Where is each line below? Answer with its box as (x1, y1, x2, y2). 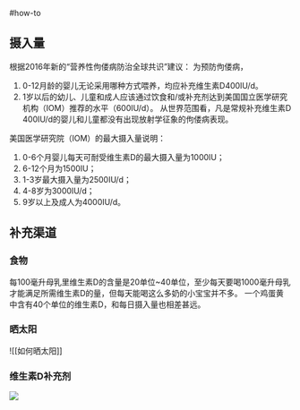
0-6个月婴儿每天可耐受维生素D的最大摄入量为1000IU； (21, 151, 226, 162)
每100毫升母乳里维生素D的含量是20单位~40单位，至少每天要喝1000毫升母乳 (9, 277, 291, 287)
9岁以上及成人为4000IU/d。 (21, 196, 126, 207)
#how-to (9, 8, 42, 18)
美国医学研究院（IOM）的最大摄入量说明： (9, 132, 167, 143)
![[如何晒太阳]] (9, 345, 63, 356)
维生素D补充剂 (9, 370, 72, 382)
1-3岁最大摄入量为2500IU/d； (21, 174, 132, 184)
